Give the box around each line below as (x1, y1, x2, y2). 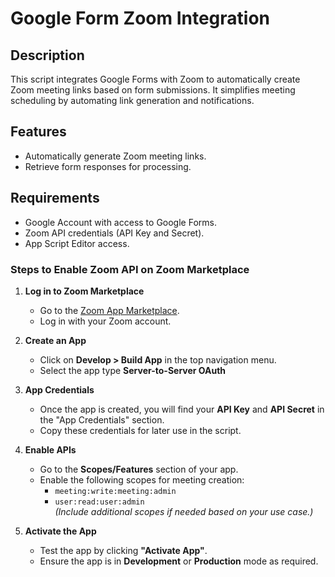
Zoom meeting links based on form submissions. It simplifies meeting (10, 84, 296, 96)
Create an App (24, 334, 87, 346)
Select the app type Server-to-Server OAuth (39, 364, 227, 376)
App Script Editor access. (24, 237, 130, 249)
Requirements (10, 190, 100, 207)
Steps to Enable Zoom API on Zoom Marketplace (10, 262, 250, 276)
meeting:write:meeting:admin (54, 486, 177, 496)
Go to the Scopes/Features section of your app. (39, 463, 239, 475)
